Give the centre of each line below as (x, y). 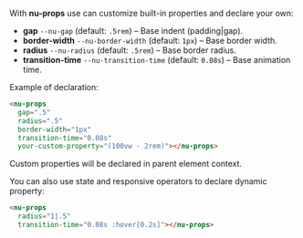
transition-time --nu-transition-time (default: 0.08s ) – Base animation (157, 60)
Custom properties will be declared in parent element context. (126, 164)
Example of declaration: (54, 87)
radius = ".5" (41, 121)
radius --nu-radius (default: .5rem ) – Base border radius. (130, 50)
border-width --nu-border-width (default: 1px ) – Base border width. (150, 41)
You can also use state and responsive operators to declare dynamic (138, 181)
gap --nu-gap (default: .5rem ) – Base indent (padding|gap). (133, 31)
